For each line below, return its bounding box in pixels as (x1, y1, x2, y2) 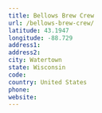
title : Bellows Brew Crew (8, 11, 94, 20)
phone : (8, 85, 30, 94)
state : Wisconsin (8, 64, 66, 72)
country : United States (8, 78, 88, 86)
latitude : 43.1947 (8, 26, 69, 34)
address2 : (8, 49, 41, 56)
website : (8, 93, 37, 101)
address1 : (8, 41, 41, 49)
